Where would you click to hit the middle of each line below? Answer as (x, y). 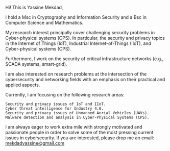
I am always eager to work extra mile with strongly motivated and (74, 127)
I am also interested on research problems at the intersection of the (76, 74)
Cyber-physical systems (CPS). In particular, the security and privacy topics (85, 38)
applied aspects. (23, 85)
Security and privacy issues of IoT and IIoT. (56, 104)
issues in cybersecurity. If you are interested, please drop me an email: (80, 138)
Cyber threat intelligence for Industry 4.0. (54, 109)
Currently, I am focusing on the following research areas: (65, 95)
